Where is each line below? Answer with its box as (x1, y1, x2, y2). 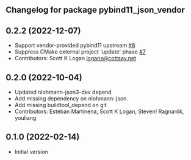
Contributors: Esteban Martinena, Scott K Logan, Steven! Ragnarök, (14, 108, 184, 115)
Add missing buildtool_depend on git (14, 102, 107, 109)
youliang (14, 114, 37, 122)
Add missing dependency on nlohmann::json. (14, 95, 129, 102)
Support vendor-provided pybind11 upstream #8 (14, 42, 135, 49)
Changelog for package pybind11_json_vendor (5, 5, 186, 15)
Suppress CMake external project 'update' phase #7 (14, 48, 146, 55)
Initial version (14, 148, 48, 155)
